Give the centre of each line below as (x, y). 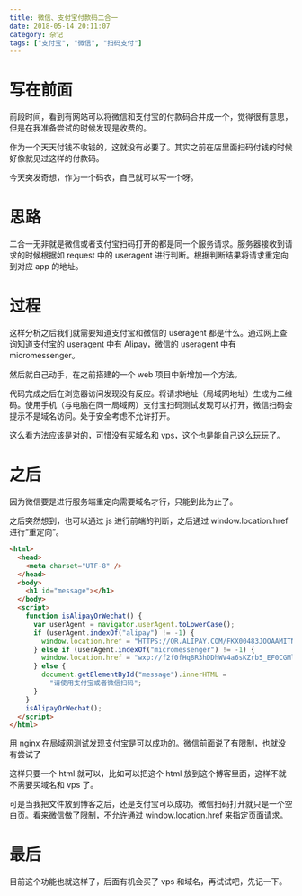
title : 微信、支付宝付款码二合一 (64, 18)
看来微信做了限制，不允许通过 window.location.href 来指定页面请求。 (160, 815)
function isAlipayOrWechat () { (84, 616)
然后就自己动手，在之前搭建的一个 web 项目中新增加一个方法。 (126, 375)
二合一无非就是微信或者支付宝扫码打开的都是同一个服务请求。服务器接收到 (147, 244)
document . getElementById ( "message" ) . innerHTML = (134, 675)
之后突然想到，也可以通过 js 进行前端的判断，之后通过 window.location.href (149, 520)
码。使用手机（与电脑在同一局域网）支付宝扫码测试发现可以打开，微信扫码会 (151, 405)
